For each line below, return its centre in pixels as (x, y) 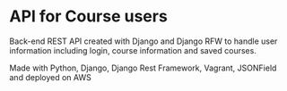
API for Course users (88, 17)
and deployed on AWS (50, 77)
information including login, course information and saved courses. (133, 50)
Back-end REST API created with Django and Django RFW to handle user (143, 41)
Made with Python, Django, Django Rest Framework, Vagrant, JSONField (143, 68)
